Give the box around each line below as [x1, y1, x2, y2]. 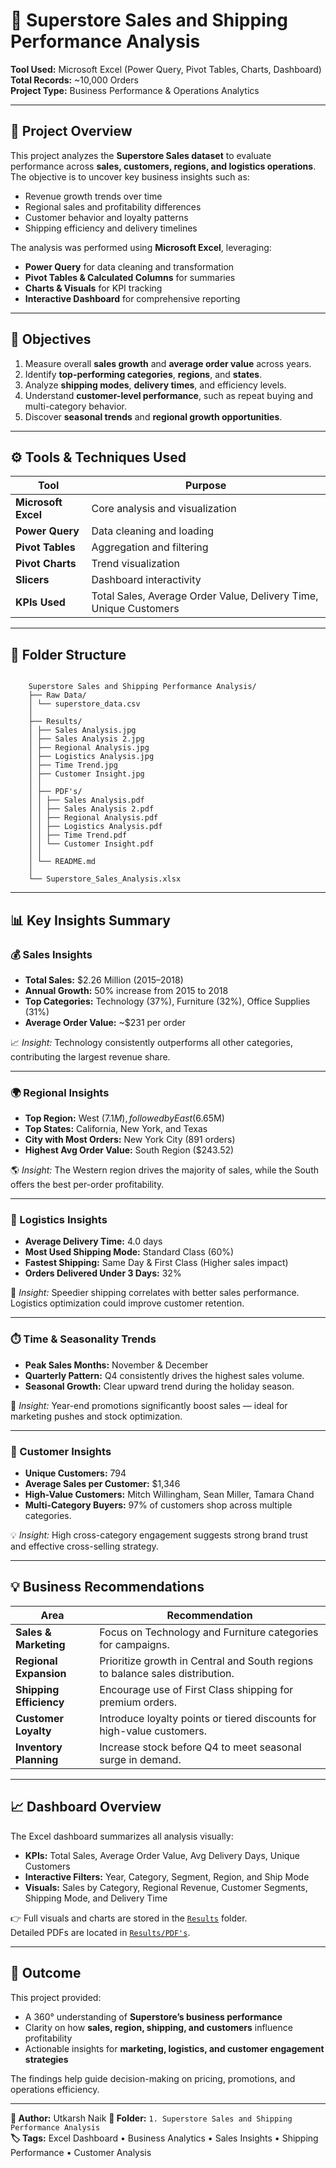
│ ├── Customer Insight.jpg [28, 769, 145, 779]
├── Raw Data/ [28, 690, 87, 701]
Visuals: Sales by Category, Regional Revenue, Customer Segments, [24, 1881, 308, 1893]
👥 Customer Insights [10, 1444, 112, 1458]
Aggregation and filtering [91, 540, 209, 554]
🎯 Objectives [10, 331, 92, 348]
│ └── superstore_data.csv [28, 699, 141, 709]
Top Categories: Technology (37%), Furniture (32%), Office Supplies [24, 995, 311, 1007]
